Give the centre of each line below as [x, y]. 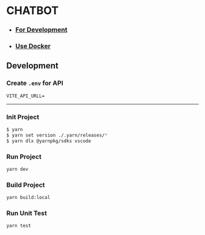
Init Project [23, 117]
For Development [41, 30]
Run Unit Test [27, 213]
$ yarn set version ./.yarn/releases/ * [57, 135]
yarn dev [17, 169]
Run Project [24, 156]
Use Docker [33, 46]
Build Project [26, 185]
